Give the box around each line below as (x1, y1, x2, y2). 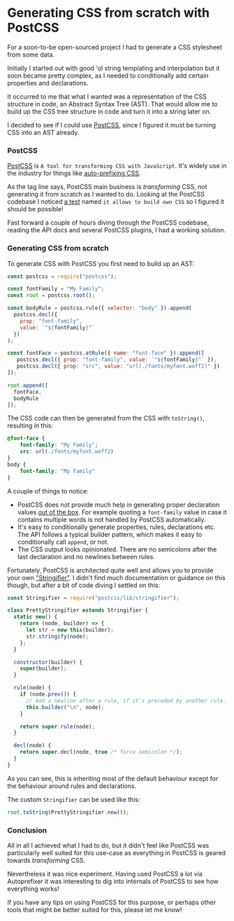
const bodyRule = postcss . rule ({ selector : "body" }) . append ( (7, 304, 192, 312)
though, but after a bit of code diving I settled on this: (7, 581, 161, 589)
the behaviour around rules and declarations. (7, 782, 137, 790)
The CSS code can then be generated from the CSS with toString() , (7, 414, 205, 423)
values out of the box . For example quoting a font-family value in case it (17, 507, 227, 516)
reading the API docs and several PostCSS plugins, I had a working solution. (7, 226, 226, 234)
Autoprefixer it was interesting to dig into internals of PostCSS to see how (7, 877, 219, 885)
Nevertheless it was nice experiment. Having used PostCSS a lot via (7, 869, 203, 878)
